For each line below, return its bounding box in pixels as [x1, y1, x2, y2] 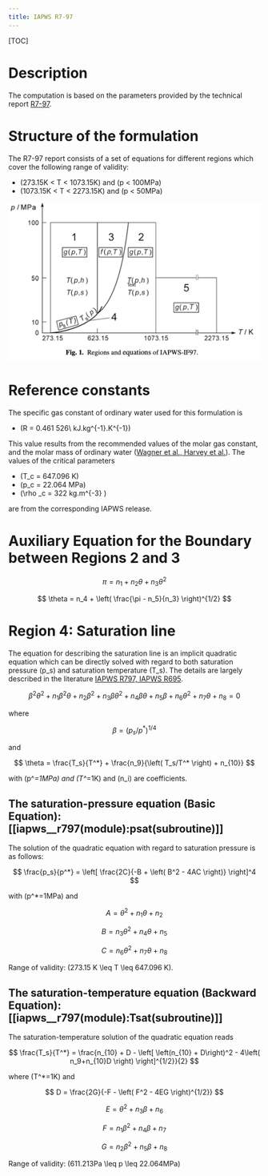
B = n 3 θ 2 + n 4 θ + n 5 [101, 925, 168, 938]
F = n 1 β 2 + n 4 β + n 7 [102, 1122, 166, 1134]
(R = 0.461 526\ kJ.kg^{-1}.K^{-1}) [19, 423, 131, 432]
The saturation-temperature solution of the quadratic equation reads [8, 1033, 234, 1042]
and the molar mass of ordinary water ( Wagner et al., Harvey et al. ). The [8, 447, 246, 456]
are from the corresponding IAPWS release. [8, 504, 152, 513]
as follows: [8, 851, 44, 861]
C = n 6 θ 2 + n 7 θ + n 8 [101, 944, 168, 957]
